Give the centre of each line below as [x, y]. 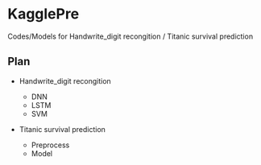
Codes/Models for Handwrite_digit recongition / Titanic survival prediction [130, 36]
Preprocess [50, 145]
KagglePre [43, 14]
